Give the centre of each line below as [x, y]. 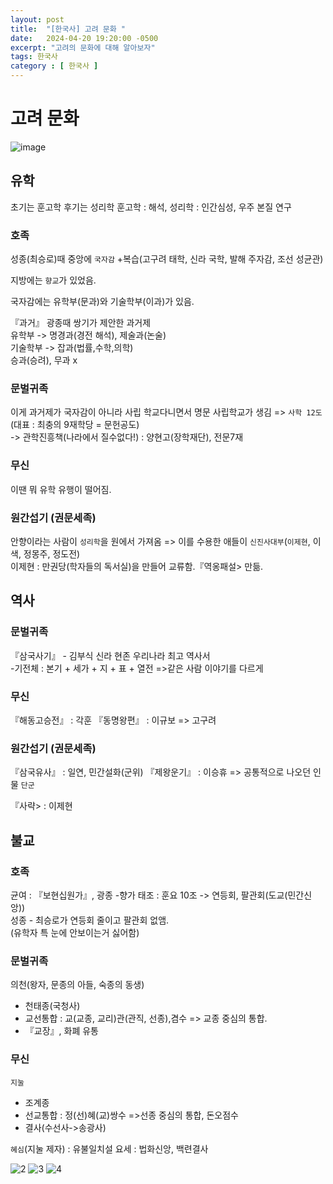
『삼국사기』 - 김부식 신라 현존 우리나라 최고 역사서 [110, 655]
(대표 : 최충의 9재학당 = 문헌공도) [75, 425]
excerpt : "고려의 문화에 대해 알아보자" [83, 47]
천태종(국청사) [52, 1006]
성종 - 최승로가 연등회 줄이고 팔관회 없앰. [90, 920]
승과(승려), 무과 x [44, 360]
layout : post [37, 19]
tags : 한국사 [34, 57]
